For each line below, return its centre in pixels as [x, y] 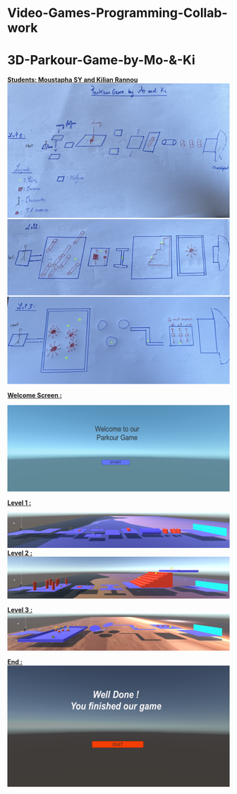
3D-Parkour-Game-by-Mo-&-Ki [101, 60]
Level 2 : [20, 553]
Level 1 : [19, 503]
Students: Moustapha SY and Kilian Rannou [73, 80]
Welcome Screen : [35, 395]
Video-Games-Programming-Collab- [117, 13]
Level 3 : [20, 610]
